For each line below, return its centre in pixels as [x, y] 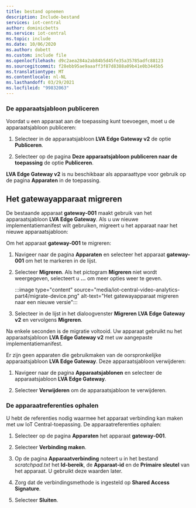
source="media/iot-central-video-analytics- [127, 290]
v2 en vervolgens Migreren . [49, 319]
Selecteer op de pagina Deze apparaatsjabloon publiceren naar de [96, 157]
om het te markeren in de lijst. [61, 260]
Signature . [27, 489]
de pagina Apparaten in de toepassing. [54, 180]
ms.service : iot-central [36, 33]
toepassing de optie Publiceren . [54, 163]
